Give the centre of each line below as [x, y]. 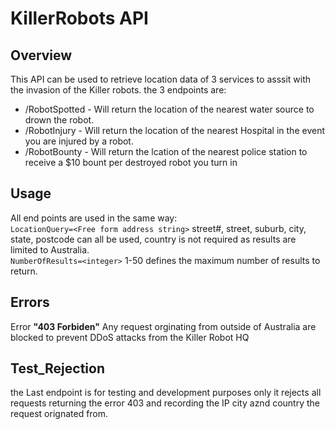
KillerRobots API [79, 18]
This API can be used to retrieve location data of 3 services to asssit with [161, 79]
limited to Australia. [50, 249]
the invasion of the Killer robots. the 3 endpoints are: [118, 90]
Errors [30, 302]
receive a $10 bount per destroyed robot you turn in [131, 162]
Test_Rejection [57, 368]
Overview [41, 55]
